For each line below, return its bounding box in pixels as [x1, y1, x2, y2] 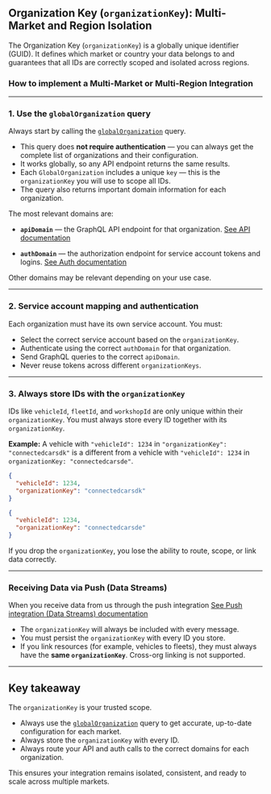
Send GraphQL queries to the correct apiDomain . [19, 351, 180, 361]
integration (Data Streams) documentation [8, 609, 148, 619]
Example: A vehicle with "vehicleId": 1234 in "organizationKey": [8, 439, 227, 448]
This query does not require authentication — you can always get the [19, 142, 254, 152]
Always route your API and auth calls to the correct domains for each [19, 744, 250, 754]
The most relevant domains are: [8, 209, 115, 218]
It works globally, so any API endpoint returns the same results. [19, 159, 231, 168]
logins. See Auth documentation [19, 257, 127, 267]
